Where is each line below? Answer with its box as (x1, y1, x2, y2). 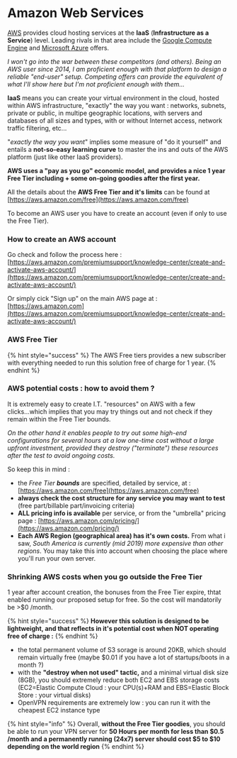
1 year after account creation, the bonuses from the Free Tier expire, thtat (7, 588, 221, 597)
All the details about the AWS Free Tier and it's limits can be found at (7, 187, 210, 196)
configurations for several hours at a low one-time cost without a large (7, 436, 214, 444)
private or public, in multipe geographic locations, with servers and (7, 109, 203, 117)
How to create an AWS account (7, 234, 117, 244)
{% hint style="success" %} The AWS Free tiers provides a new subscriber (7, 351, 226, 359)
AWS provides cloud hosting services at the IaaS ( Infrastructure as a (7, 28, 209, 37)
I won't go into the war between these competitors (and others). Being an (7, 57, 221, 65)
